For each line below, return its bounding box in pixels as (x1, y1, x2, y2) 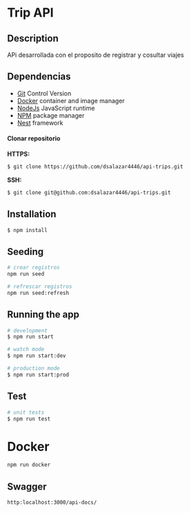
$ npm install (7, 226, 48, 233)
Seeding (7, 246, 44, 258)
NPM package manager (17, 111, 85, 119)
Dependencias (7, 71, 71, 82)
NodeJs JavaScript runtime (17, 104, 95, 112)
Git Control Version (17, 89, 72, 98)
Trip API (7, 5, 54, 21)
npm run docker (7, 462, 51, 469)
